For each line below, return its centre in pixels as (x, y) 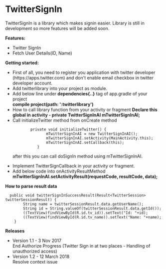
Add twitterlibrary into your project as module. (60, 88)
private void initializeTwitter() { (69, 129)
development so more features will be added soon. (57, 28)
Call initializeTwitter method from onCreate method (65, 120)
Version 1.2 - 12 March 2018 (41, 256)
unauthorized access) (35, 251)
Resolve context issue (35, 261)
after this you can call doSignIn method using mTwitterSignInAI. (78, 156)
